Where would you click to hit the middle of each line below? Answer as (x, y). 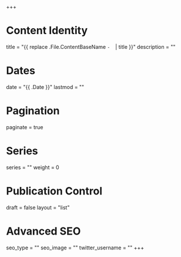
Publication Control (54, 191)
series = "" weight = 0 (33, 167)
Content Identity (47, 31)
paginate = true (25, 127)
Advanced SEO (43, 231)
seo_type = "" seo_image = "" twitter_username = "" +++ (75, 248)
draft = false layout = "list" (38, 207)
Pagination (33, 111)
